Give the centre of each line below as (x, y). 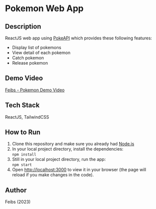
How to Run (23, 132)
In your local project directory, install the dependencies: (68, 149)
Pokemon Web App (44, 9)
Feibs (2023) (18, 202)
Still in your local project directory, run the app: (59, 159)
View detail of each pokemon (41, 52)
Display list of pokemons (37, 47)
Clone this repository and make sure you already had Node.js (73, 144)
